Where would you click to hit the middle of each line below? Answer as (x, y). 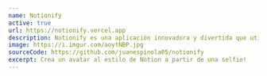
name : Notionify (35, 15)
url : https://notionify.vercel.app (67, 30)
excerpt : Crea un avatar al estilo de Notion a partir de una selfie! (128, 60)
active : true (30, 23)
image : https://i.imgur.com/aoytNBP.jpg (76, 45)
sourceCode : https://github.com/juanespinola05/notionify (106, 52)
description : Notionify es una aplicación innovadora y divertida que (128, 38)
